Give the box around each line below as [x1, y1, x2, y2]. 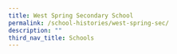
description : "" [8, 26, 62, 34]
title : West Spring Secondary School [8, 11, 134, 20]
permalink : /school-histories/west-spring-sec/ [8, 19, 170, 27]
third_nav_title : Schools [8, 33, 94, 42]
